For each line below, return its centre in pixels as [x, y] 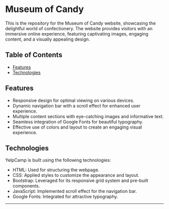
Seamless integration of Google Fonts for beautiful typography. [78, 122]
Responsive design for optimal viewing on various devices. [73, 100]
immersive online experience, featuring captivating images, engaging [77, 34]
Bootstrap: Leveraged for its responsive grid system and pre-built [80, 181]
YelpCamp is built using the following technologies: [58, 160]
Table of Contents [34, 55]
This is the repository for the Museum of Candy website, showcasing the [80, 23]
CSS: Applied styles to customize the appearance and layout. [76, 175]
